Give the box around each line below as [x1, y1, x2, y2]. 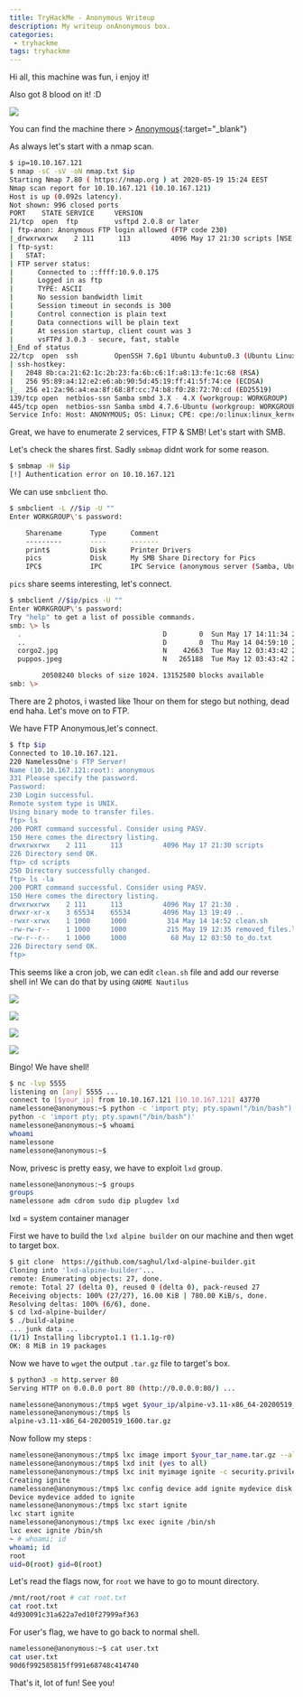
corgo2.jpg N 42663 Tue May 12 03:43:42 [17, 647, 289, 656]
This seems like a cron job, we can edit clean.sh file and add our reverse [9, 966, 280, 977]
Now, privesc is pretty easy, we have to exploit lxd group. [9, 1162, 223, 1173]
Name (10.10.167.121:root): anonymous [9, 765, 155, 775]
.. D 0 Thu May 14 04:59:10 [17, 638, 289, 647]
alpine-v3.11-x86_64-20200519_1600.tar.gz [9, 1417, 171, 1426]
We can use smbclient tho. [9, 487, 108, 497]
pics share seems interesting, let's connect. [9, 579, 172, 590]
